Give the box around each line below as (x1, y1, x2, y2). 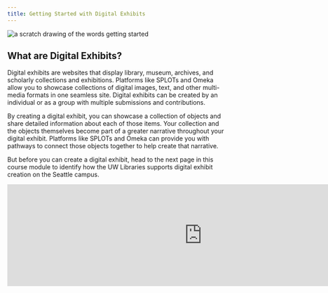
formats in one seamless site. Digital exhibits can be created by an (27, 91, 219, 99)
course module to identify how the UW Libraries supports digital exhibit (7, 163, 213, 171)
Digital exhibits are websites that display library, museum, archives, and (7, 68, 214, 77)
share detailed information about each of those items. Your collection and (7, 119, 219, 128)
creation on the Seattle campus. (7, 170, 100, 179)
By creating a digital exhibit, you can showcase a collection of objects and (7, 112, 221, 120)
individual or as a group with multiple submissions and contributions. (7, 98, 205, 107)
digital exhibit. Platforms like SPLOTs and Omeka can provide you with (7, 134, 210, 143)
